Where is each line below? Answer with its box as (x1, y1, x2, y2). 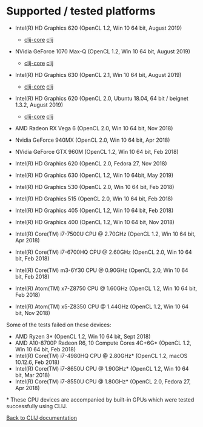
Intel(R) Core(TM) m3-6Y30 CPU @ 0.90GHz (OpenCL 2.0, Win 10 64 (15, 266, 189, 274)
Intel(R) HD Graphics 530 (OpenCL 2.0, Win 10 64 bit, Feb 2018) (15, 183, 175, 190)
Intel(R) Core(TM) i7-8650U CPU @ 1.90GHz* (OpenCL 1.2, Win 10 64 (15, 365, 189, 372)
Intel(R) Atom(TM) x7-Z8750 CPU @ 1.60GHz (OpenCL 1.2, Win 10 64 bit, (15, 285, 198, 292)
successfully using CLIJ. (6, 402, 68, 409)
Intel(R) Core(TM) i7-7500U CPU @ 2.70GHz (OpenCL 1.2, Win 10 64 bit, (15, 230, 196, 237)
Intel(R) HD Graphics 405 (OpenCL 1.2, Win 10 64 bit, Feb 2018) (15, 207, 174, 214)
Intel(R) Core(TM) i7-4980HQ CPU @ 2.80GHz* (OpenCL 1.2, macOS (15, 352, 188, 359)
